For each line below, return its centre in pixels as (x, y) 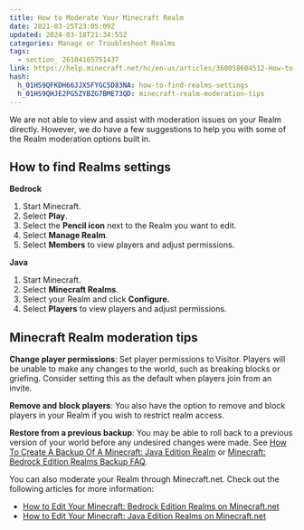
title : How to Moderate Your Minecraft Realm (96, 18)
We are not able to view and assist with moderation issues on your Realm (146, 120)
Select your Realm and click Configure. (96, 299)
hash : (19, 77)
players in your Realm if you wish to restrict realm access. (117, 415)
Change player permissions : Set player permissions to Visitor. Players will (147, 360)
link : (19, 69)
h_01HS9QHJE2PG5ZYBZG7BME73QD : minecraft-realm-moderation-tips (141, 93)
